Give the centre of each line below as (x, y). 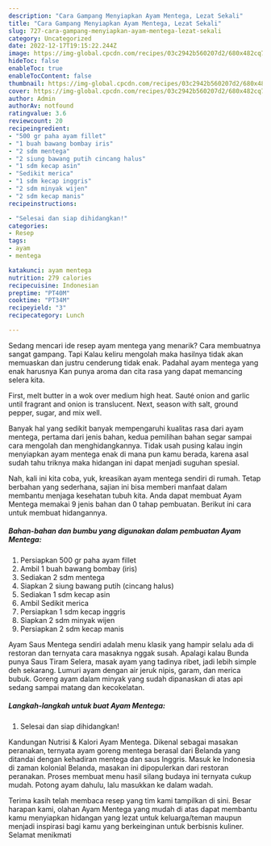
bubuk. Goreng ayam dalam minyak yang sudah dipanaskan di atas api (126, 679)
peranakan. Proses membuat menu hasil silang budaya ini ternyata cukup (130, 776)
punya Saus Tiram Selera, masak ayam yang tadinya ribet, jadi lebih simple (132, 661)
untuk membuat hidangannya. (58, 512)
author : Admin (32, 99)
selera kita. (27, 380)
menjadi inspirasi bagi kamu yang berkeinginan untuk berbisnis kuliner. (126, 826)
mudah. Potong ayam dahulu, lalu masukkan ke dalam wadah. (111, 785)
